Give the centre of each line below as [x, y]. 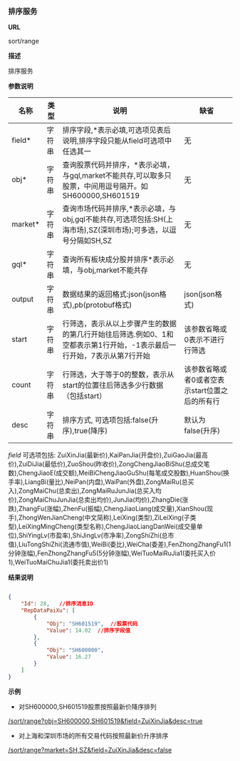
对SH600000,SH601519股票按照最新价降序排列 [87, 706]
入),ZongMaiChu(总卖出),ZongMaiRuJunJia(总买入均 [85, 491]
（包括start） [84, 396]
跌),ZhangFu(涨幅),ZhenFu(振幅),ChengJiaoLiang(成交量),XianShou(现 [111, 509]
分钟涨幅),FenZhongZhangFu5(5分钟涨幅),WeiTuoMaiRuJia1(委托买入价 [112, 553]
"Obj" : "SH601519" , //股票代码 [92, 624]
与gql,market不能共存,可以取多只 [117, 176]
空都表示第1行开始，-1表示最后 [116, 346]
